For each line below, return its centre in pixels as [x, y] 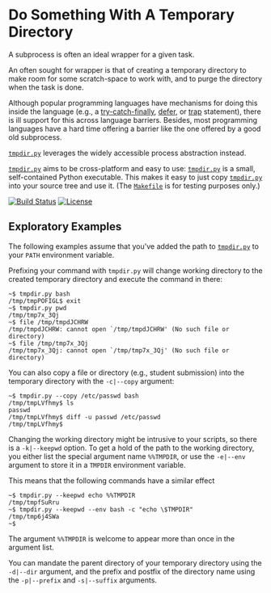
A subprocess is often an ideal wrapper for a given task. [102, 54]
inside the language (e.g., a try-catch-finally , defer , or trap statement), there [135, 111]
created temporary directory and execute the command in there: [116, 279]
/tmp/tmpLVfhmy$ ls [41, 403]
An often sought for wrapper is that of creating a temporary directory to [127, 69]
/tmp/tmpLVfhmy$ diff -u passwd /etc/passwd [85, 417]
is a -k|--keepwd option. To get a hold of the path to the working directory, [131, 448]
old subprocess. [35, 137]
